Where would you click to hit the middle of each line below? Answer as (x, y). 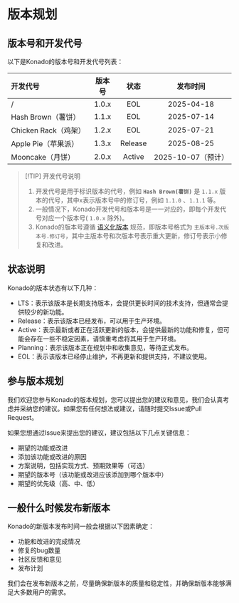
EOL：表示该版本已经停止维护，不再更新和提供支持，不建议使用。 (114, 356)
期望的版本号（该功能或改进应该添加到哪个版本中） (92, 474)
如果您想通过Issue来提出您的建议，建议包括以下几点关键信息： (99, 433)
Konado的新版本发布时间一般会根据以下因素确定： (81, 526)
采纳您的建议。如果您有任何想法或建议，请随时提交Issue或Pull (111, 408)
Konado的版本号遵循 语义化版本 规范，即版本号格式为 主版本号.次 (129, 227)
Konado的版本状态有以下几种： (53, 288)
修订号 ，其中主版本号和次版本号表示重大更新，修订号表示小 (136, 236)
